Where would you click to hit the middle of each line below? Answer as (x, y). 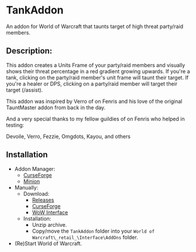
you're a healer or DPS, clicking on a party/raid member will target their (92, 84)
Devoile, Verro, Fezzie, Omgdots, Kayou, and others (68, 136)
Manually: (26, 187)
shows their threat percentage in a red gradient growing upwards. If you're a (98, 71)
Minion (31, 181)
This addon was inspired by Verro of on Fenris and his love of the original (94, 101)
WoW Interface (50, 212)
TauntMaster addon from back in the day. (56, 107)
